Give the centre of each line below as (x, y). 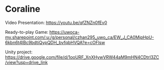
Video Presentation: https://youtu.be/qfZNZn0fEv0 (56, 23)
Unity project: (19, 52)
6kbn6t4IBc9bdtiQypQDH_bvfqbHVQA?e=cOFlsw (55, 42)
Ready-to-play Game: (27, 32)
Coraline (23, 9)
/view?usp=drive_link (26, 62)
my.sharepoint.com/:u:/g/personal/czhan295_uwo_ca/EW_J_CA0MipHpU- (80, 37)
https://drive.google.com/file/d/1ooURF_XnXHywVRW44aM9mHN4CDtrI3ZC (82, 57)
